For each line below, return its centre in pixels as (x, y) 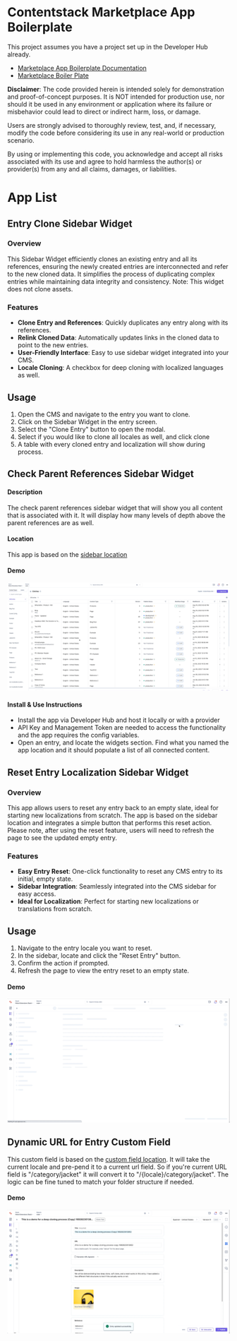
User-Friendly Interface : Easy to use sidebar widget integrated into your (123, 353)
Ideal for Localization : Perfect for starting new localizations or (108, 901)
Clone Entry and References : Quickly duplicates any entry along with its (123, 323)
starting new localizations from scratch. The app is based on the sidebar (113, 815)
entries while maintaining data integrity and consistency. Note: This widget (116, 281)
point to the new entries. (53, 345)
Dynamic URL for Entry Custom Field (89, 1142)
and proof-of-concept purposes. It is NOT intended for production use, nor (116, 97)
